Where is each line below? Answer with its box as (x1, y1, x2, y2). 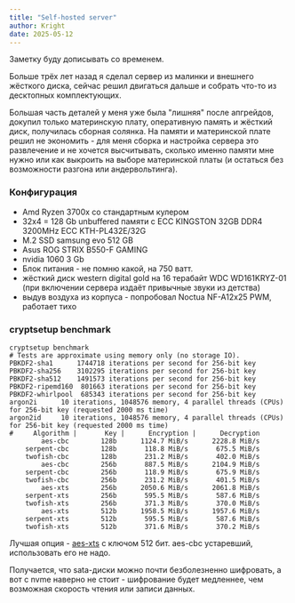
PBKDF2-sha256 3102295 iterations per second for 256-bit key (9, 366, 256, 375)
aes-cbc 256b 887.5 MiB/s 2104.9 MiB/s (41, 460, 260, 469)
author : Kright (9, 21, 66, 30)
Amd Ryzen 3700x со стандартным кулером (21, 206, 189, 217)
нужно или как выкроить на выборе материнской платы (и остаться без (9, 155, 284, 165)
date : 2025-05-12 (9, 29, 74, 38)
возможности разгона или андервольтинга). (9, 164, 178, 174)
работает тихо (21, 301, 77, 311)
